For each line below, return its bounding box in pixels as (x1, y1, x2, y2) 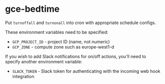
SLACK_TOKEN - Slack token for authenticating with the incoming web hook (12, 68, 161, 74)
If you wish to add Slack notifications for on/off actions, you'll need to (5, 53, 146, 59)
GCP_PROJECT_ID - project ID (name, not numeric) (12, 38, 110, 45)
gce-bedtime (5, 3, 60, 15)
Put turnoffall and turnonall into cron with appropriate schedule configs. (5, 20, 156, 26)
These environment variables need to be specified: (5, 29, 108, 35)
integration (12, 73, 34, 79)
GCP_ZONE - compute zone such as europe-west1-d (12, 44, 114, 50)
